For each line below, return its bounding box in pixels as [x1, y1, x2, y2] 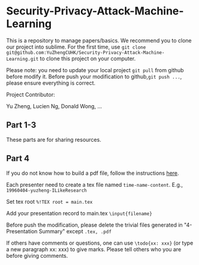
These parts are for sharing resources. [6, 136, 102, 143]
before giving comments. [6, 252, 68, 259]
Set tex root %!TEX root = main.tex [6, 198, 93, 205]
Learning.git [6, 56, 39, 62]
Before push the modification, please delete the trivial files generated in [6, 221, 183, 228]
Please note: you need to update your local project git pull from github [6, 66, 184, 73]
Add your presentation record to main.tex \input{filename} [6, 209, 153, 217]
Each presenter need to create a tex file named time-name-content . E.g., [6, 181, 183, 188]
